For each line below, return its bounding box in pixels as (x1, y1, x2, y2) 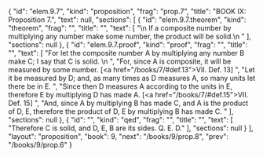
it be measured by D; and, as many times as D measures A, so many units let (8, 74, 256, 82)
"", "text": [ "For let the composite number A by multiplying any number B (8, 49, 245, 57)
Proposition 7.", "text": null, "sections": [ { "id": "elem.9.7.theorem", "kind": (8, 15, 247, 24)
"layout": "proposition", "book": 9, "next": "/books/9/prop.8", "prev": (8, 132, 229, 141)
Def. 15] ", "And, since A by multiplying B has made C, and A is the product (8, 98, 249, 108)
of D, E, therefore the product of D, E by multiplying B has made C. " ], (8, 107, 234, 116)
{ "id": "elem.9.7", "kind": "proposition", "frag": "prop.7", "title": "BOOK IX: (8, 7, 247, 16)
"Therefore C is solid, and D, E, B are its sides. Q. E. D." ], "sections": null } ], (8, 123, 254, 133)
